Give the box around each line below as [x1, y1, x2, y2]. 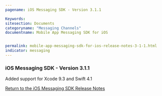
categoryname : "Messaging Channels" [5, 25, 81, 30]
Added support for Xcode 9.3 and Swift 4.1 [5, 76, 92, 82]
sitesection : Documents [5, 21, 55, 26]
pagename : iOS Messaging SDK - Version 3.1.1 [5, 7, 101, 12]
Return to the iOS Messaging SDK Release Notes [5, 86, 105, 92]
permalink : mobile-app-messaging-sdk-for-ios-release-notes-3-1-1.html [5, 43, 157, 49]
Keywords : [5, 16, 26, 21]
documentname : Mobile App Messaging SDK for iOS [5, 30, 108, 35]
